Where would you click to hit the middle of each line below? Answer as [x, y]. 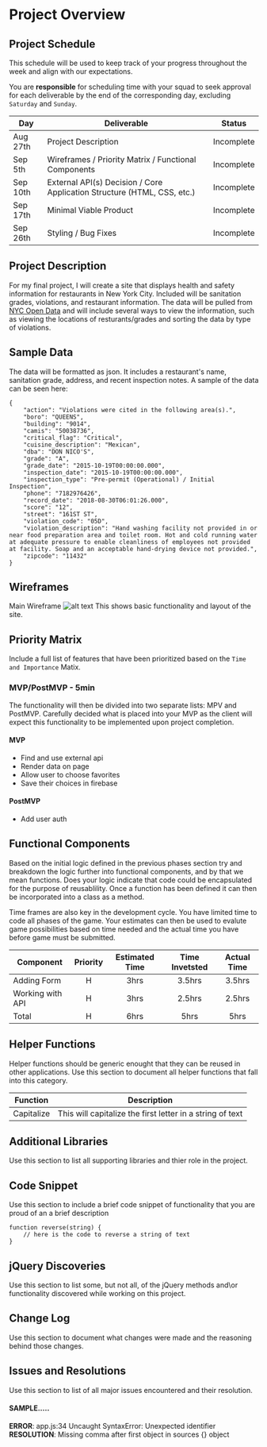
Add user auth [44, 819]
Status [234, 123]
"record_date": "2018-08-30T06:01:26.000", [96, 500]
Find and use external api [62, 758]
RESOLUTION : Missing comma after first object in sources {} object [119, 1434]
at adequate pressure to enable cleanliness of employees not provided [130, 542]
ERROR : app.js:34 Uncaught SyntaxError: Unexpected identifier [113, 1426]
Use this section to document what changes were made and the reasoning [130, 1337]
